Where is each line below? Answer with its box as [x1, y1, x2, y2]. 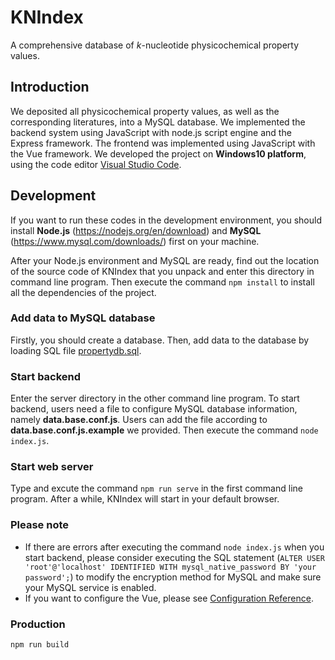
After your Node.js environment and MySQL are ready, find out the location [10, 254, 320, 266]
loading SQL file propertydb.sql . [10, 344, 142, 356]
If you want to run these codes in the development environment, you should [10, 214, 322, 226]
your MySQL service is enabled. [24, 581, 157, 593]
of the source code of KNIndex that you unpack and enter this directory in [10, 265, 315, 277]
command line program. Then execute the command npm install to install [10, 276, 315, 288]
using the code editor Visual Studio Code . [10, 158, 182, 170]
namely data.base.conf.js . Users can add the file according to [10, 414, 268, 426]
